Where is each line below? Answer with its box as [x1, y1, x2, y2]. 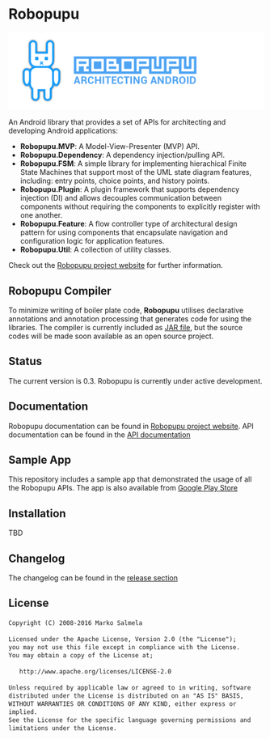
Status [8, 355, 43, 368]
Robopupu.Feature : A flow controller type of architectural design [19, 219, 238, 229]
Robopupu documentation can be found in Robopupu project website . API [8, 421, 255, 431]
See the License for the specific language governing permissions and [8, 716, 251, 724]
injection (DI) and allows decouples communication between [19, 193, 222, 203]
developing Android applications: [8, 126, 119, 136]
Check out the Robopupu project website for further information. [8, 261, 224, 270]
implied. [8, 707, 38, 716]
